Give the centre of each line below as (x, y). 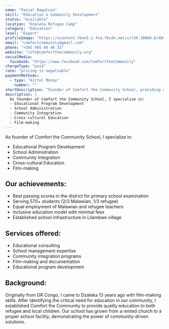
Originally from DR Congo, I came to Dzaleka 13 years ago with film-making (83, 295)
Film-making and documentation (46, 262)
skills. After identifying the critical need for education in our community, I (80, 300)
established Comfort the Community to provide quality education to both (80, 306)
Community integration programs (47, 256)
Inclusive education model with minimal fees (58, 212)
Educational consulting (36, 246)
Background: (26, 283)
